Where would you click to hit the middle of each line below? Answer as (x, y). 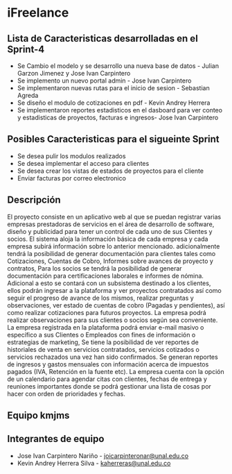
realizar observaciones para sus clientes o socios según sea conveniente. (113, 320)
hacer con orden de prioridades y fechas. (66, 393)
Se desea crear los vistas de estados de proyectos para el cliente (110, 171)
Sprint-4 (26, 49)
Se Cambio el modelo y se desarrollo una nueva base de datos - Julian (118, 66)
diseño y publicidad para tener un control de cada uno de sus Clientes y (110, 231)
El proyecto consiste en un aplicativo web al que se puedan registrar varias (114, 217)
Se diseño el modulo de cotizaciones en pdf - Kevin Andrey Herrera (114, 103)
